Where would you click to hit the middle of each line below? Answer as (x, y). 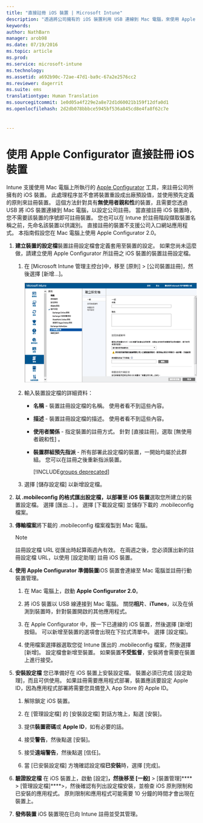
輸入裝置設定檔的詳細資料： (59, 393)
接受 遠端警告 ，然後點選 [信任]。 (64, 753)
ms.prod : (17, 58)
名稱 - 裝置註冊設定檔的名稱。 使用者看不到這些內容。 (100, 406)
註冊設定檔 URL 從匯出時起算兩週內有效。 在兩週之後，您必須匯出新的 (102, 550)
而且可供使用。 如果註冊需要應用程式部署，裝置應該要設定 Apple (108, 680)
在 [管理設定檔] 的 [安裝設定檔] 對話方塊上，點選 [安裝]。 (94, 714)
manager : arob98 (27, 39)
